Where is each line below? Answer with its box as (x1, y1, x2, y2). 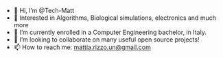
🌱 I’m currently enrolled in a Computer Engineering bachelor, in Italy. (13, 28, 207, 36)
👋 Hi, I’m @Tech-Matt (13, 7, 75, 14)
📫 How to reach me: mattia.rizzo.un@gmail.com (13, 43, 151, 51)
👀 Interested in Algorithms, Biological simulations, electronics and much (13, 14, 216, 22)
